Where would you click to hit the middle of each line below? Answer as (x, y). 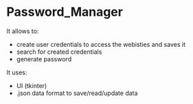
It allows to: (23, 31)
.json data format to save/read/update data (77, 93)
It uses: (17, 72)
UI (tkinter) (32, 85)
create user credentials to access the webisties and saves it (101, 44)
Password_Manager (65, 12)
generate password (44, 59)
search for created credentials (59, 52)
